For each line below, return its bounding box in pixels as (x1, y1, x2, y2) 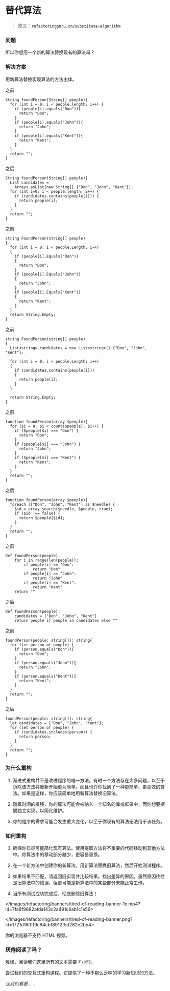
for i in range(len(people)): (14, 558, 79, 563)
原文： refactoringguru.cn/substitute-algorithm (17, 23, 121, 29)
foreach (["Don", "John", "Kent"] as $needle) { (10, 502, 115, 507)
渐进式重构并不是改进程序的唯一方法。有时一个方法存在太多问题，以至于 (12, 777, 165, 783)
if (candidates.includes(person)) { (14, 729, 93, 735)
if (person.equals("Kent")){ (14, 673, 77, 679)
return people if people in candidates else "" (14, 618, 117, 623)
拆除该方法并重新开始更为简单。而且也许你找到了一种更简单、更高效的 (12, 783, 161, 790)
